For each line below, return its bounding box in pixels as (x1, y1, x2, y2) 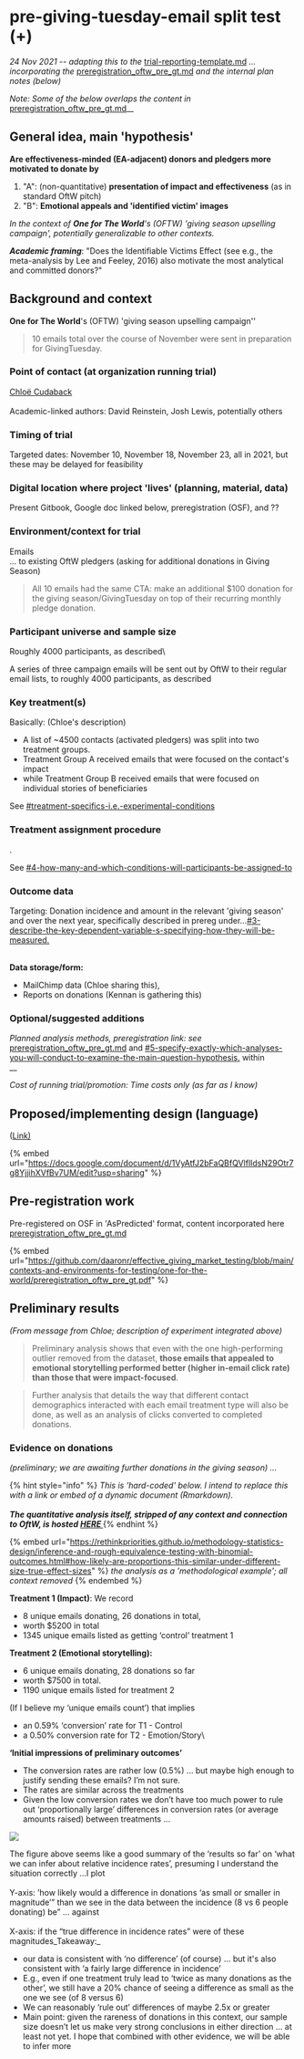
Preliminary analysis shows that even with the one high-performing (31, 1343, 284, 1354)
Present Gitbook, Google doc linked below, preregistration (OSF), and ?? (9, 502, 279, 513)
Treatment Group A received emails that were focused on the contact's (22, 754, 289, 765)
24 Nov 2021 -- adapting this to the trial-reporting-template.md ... (9, 56, 257, 67)
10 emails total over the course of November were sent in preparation (31, 333, 292, 344)
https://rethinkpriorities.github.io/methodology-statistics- (69, 1536, 284, 1547)
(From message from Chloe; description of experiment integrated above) (9, 1325, 283, 1336)
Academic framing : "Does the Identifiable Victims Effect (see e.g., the (9, 245, 273, 256)
